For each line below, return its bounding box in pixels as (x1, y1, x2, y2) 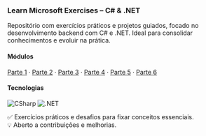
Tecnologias (7, 84, 44, 92)
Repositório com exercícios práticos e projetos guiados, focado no (7, 22, 199, 30)
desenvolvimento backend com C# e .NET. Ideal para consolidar (7, 29, 193, 37)
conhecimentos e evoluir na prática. (7, 36, 111, 45)
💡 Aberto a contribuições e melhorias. (7, 121, 117, 129)
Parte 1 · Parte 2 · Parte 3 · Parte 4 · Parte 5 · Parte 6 (7, 68, 158, 76)
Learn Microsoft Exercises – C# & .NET (7, 6, 141, 15)
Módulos (7, 52, 34, 61)
